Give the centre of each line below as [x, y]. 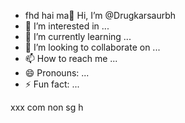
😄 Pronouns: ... [57, 73]
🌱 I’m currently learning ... [78, 36]
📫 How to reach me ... [71, 58]
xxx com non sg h [47, 107]
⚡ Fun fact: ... [52, 84]
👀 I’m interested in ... [67, 26]
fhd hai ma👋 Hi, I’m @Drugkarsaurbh [100, 15]
